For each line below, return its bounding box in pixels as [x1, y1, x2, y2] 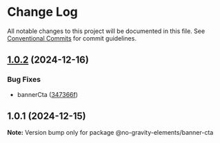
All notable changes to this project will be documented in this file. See [7, 27, 206, 35]
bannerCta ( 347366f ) [17, 90, 78, 98]
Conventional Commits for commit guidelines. [7, 34, 137, 42]
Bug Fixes [7, 75, 41, 85]
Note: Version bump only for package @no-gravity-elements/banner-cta [7, 129, 214, 137]
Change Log [7, 4, 78, 20]
